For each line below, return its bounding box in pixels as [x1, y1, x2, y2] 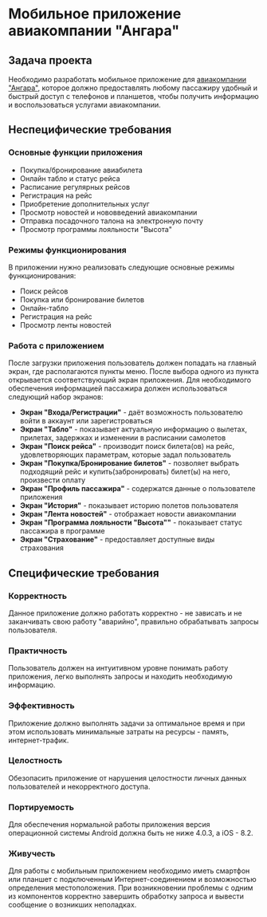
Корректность [8, 590, 68, 601]
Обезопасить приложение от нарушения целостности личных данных [8, 773, 247, 782]
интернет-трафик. [8, 735, 69, 745]
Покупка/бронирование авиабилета [19, 165, 143, 175]
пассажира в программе [19, 526, 105, 536]
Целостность [8, 755, 63, 766]
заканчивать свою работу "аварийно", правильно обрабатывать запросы [8, 616, 259, 626]
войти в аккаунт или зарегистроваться [19, 416, 153, 426]
